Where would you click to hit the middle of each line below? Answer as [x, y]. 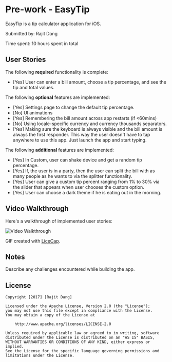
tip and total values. [34, 87]
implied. [15, 347]
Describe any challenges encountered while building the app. [70, 269]
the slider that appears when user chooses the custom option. [79, 187]
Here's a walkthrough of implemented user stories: [59, 221]
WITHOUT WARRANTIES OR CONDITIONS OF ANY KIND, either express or [78, 342]
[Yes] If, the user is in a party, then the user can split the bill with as [84, 171]
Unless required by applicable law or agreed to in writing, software [82, 333]
